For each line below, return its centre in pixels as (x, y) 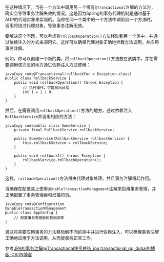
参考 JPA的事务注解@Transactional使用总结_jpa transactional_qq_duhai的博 (80, 248)
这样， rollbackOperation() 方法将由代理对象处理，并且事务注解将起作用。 (79, 178)
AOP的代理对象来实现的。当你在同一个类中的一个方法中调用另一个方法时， (80, 19)
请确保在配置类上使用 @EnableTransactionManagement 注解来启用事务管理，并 (81, 189)
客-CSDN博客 (19, 254)
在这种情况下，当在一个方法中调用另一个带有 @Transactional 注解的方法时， (80, 7)
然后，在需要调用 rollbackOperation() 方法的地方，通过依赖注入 (69, 110)
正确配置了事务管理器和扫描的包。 (39, 195)
